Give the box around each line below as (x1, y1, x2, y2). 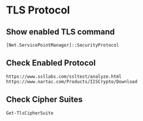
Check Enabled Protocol (6, 58, 96, 68)
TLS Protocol (6, 4, 70, 17)
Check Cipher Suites (6, 95, 83, 105)
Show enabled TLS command (6, 27, 115, 37)
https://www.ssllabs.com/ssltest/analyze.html (6, 74, 122, 79)
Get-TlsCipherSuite (6, 110, 54, 116)
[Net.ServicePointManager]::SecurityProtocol (6, 42, 119, 48)
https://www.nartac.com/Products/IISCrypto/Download (6, 78, 138, 85)
